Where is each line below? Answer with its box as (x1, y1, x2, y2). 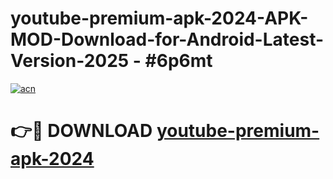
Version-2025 (10, 50, 130, 72)
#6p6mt (144, 50, 213, 72)
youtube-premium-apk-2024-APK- (10, 7, 309, 30)
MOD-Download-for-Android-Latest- (10, 28, 325, 51)
